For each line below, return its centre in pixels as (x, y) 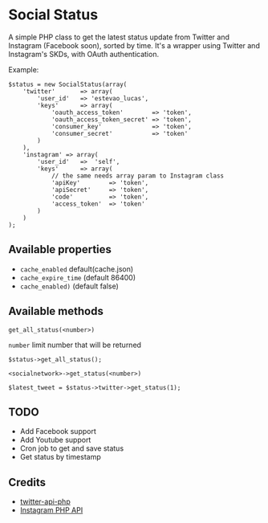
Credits (27, 482)
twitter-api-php (45, 502)
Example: (24, 69)
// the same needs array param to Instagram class (138, 176)
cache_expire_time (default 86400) (78, 277)
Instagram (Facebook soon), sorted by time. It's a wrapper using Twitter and (134, 45)
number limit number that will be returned (75, 345)
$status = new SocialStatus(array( (68, 84)
